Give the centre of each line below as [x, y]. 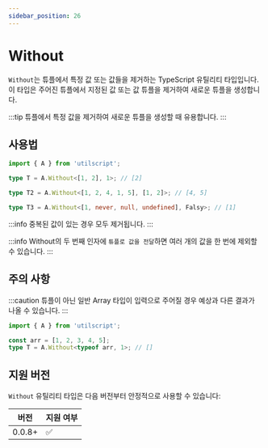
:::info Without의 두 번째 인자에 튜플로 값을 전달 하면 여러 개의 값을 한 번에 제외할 [133, 241]
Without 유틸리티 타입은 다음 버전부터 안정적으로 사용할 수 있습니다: [115, 396]
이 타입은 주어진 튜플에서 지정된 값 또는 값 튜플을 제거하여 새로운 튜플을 [120, 89]
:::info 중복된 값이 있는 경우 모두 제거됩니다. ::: [81, 224]
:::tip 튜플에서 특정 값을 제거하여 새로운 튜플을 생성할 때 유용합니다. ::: [117, 116]
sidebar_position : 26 [45, 16]
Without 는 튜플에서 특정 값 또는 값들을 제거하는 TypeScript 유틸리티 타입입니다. [134, 79]
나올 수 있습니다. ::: [38, 310]
